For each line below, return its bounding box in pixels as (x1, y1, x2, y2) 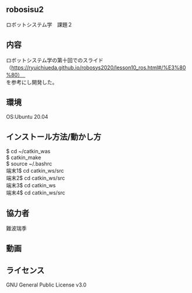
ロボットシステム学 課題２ (6, 21, 73, 28)
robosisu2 (6, 5, 44, 15)
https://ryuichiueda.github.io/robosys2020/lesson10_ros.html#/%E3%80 (11, 64, 186, 71)
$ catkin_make (6, 154, 42, 161)
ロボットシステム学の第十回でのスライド (6, 56, 104, 63)
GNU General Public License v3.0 (6, 281, 87, 288)
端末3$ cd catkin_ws (6, 182, 56, 189)
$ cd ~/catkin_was (6, 148, 51, 155)
